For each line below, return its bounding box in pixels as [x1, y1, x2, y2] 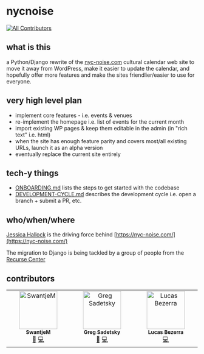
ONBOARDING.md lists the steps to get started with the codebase [15, 184, 180, 191]
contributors [6, 273, 55, 284]
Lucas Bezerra [148, 329, 184, 336]
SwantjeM [25, 329, 51, 336]
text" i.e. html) [15, 131, 51, 138]
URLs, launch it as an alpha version [15, 144, 103, 151]
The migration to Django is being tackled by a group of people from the [6, 249, 184, 257]
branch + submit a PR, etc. [15, 197, 82, 205]
